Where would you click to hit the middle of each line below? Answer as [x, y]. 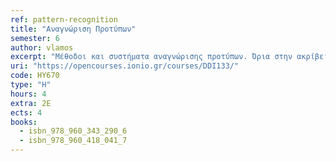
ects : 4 [26, 112]
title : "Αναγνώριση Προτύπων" [73, 29]
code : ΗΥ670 [35, 76]
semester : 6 [35, 38]
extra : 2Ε [31, 103]
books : [24, 122]
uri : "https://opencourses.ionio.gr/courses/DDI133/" [125, 66]
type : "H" [31, 85]
